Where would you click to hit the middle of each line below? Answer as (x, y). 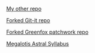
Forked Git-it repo (28, 20)
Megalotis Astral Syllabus (38, 44)
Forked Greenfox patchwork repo (47, 32)
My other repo (24, 9)
